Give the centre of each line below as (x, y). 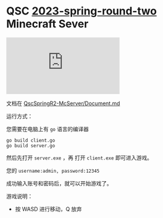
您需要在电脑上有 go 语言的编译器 (48, 129)
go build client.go (31, 140)
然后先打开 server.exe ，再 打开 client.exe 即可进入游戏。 (79, 158)
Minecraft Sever (47, 24)
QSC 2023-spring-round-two (81, 11)
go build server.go (31, 146)
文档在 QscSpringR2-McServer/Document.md (63, 103)
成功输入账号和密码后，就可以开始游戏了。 (59, 183)
